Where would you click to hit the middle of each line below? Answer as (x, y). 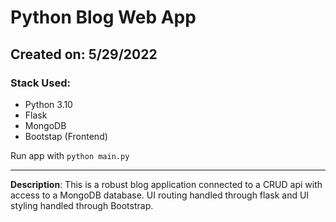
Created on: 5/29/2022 (84, 54)
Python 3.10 (48, 104)
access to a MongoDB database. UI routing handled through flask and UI (160, 195)
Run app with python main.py (70, 155)
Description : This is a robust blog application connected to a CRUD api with (166, 184)
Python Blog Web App (103, 17)
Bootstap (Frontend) (66, 136)
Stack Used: (40, 83)
